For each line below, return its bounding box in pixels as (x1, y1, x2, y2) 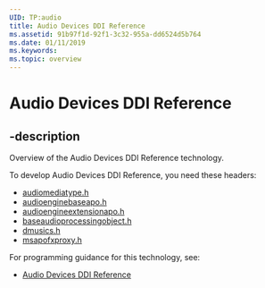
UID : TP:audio (9, 13, 62, 22)
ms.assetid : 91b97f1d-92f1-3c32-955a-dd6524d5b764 (9, 30, 202, 38)
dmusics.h (21, 225, 61, 235)
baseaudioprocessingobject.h (21, 216, 132, 226)
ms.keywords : (9, 47, 58, 55)
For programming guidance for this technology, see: (9, 252, 201, 262)
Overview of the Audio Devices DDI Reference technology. (9, 153, 225, 163)
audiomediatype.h (21, 187, 89, 198)
